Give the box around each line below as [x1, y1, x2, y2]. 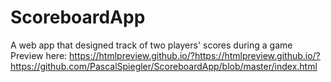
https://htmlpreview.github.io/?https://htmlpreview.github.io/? [69, 49, 321, 61]
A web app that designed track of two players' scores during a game [10, 39, 293, 51]
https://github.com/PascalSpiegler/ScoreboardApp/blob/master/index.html [10, 60, 318, 72]
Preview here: [10, 49, 68, 61]
